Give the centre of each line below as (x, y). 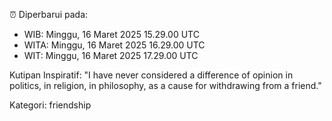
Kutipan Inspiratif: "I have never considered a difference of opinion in (151, 75)
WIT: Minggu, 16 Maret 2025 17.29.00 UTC (111, 55)
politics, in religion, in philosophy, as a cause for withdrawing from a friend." (165, 85)
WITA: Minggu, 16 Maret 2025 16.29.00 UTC (114, 45)
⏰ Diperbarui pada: (49, 14)
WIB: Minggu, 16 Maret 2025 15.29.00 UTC (111, 34)
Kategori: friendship (50, 105)
